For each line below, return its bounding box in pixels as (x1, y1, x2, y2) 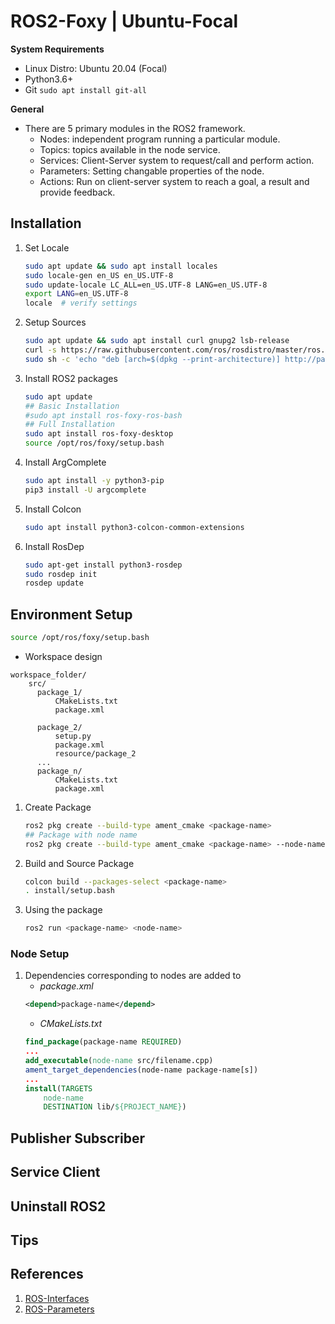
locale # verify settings (24, 298, 138, 309)
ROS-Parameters (24, 1303, 95, 1315)
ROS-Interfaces (24, 1292, 90, 1304)
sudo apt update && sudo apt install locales (24, 261, 218, 271)
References (10, 1266, 84, 1283)
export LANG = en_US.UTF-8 (24, 289, 129, 299)
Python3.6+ (24, 73, 74, 85)
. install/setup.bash (24, 886, 115, 896)
